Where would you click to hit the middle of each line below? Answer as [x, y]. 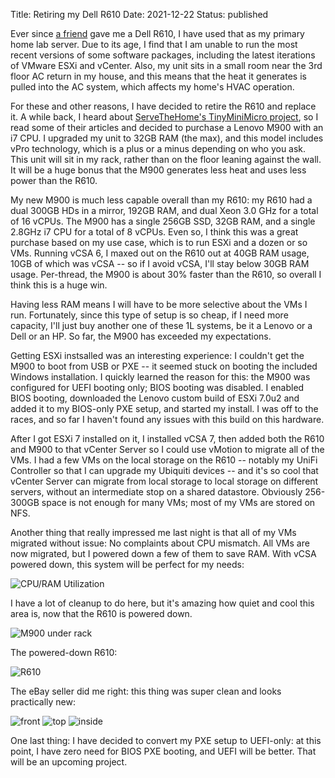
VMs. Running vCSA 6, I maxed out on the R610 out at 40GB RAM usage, [160, 253]
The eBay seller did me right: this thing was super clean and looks [146, 691]
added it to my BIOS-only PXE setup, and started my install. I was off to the [164, 408]
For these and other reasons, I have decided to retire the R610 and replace [163, 106]
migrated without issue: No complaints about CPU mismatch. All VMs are [160, 543]
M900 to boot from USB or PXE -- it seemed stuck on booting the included [164, 366]
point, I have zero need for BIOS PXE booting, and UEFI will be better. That [163, 751]
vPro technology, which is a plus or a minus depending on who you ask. [158, 148]
